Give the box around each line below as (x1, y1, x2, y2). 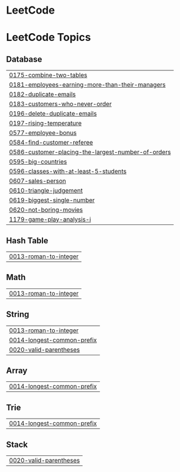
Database (6, 54, 42, 64)
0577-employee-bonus (9, 129, 77, 137)
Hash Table (6, 235, 48, 246)
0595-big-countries (9, 158, 67, 166)
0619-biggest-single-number (9, 196, 95, 204)
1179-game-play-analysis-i (9, 216, 91, 224)
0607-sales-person (9, 177, 66, 185)
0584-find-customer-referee (9, 139, 93, 147)
